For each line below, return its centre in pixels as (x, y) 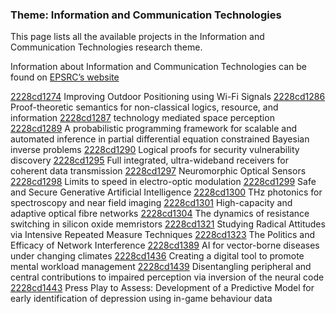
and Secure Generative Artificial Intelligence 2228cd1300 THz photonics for (166, 192)
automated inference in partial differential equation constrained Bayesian (160, 139)
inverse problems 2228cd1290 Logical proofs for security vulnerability (155, 150)
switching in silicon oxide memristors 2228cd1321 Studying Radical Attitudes (168, 224)
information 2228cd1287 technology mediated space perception (142, 118)
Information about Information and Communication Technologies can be (158, 67)
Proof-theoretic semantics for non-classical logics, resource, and (144, 107)
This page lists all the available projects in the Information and (137, 37)
